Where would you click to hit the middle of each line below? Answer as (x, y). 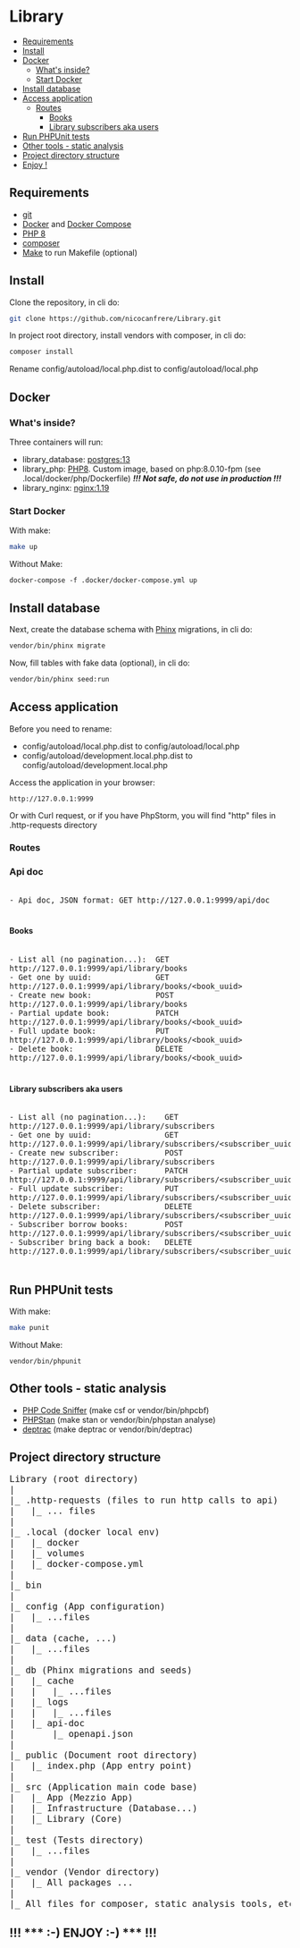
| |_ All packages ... (71, 1883)
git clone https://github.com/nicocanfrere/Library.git (115, 318)
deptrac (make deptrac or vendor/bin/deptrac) (108, 1429)
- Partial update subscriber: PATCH (99, 1171)
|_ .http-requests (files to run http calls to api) (144, 1500)
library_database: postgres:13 (76, 459)
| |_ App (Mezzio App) (71, 1798)
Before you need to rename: (61, 728)
